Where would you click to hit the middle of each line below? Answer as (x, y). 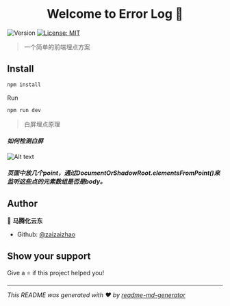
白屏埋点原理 (42, 124)
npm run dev (24, 110)
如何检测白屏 (25, 141)
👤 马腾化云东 (25, 221)
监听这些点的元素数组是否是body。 (56, 182)
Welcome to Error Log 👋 (115, 14)
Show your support (49, 256)
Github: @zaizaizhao (46, 234)
